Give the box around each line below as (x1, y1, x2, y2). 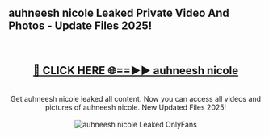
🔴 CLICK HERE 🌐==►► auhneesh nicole (32, 64, 239, 77)
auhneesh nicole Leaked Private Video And (8, 6, 230, 20)
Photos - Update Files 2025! (8, 19, 153, 33)
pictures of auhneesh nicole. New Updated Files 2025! (44, 102, 227, 112)
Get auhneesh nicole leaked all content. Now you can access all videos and (11, 93, 261, 103)
